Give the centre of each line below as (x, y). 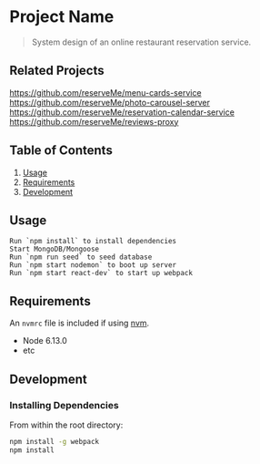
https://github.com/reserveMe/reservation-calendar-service (122, 112)
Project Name (62, 17)
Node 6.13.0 (45, 341)
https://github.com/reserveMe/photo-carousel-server (110, 102)
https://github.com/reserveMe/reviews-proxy (94, 121)
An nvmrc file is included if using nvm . (80, 323)
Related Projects (57, 71)
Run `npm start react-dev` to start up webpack (101, 273)
